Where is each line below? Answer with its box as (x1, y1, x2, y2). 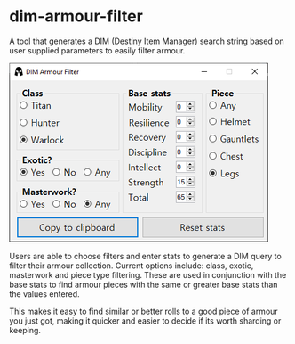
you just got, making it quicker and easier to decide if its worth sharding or (9, 315, 282, 326)
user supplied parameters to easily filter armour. (9, 45, 186, 55)
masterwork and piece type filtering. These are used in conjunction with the (9, 269, 287, 280)
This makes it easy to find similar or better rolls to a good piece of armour (9, 306, 278, 316)
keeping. (9, 324, 42, 335)
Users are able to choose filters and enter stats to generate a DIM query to (9, 250, 282, 261)
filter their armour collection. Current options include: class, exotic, (9, 260, 254, 271)
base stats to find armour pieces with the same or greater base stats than (9, 279, 278, 290)
